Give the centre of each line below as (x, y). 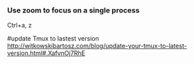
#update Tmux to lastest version (53, 39)
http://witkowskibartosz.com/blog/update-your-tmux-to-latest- (97, 46)
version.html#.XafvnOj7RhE (46, 53)
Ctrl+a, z (20, 25)
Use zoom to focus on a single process (73, 10)
